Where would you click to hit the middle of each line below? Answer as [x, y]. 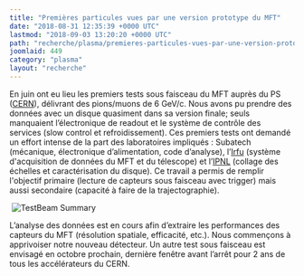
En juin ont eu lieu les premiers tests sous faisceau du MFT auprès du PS [145, 94]
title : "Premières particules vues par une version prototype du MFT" [145, 18]
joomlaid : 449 [36, 52]
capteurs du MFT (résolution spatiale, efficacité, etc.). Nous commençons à [150, 234]
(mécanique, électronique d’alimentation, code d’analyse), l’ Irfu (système [145, 151]
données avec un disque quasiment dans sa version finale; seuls [130, 113]
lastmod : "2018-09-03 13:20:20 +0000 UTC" [90, 34]
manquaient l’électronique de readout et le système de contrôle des [135, 122]
